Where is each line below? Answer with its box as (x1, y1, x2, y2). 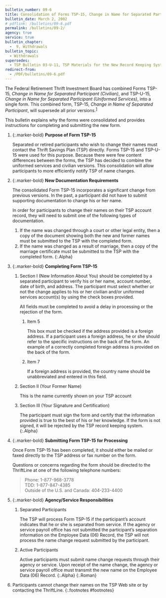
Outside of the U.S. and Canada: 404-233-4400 (24, 487, 123, 493)
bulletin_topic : (5, 49, 39, 54)
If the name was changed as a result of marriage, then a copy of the (19, 243, 158, 249)
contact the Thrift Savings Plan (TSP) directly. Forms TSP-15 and (12, 147, 144, 153)
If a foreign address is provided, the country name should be (27, 368, 151, 374)
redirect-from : (5, 67, 37, 72)
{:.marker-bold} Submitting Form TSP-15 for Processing (12, 437, 128, 443)
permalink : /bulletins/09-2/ (5, 26, 65, 31)
